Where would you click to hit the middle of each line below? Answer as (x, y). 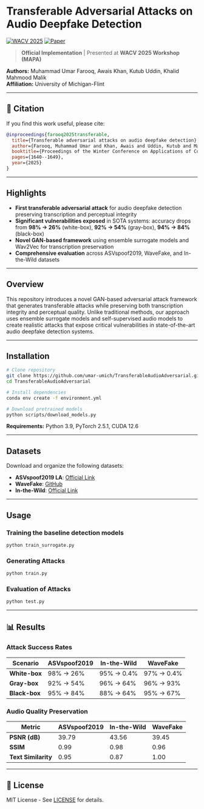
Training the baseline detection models (65, 532)
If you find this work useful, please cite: (56, 123)
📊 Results (26, 627)
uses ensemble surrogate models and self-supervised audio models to (95, 318)
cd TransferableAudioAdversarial (49, 381)
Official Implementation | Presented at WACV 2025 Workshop (100, 52)
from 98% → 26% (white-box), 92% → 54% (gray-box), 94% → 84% (102, 227)
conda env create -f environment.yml (54, 398)
